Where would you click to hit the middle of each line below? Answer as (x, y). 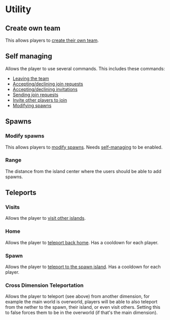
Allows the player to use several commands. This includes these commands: (85, 68)
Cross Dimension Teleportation (44, 285)
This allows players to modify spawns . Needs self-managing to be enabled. (84, 147)
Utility (18, 9)
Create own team (33, 28)
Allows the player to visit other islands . (46, 218)
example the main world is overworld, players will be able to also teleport (81, 302)
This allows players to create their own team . (52, 40)
